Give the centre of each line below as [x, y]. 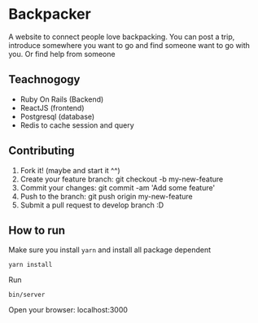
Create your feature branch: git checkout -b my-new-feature [122, 179]
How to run [37, 230]
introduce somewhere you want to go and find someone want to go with [129, 45]
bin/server [27, 295]
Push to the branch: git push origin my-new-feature [106, 196]
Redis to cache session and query [77, 125]
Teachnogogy [44, 79]
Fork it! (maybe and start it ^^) [70, 170]
